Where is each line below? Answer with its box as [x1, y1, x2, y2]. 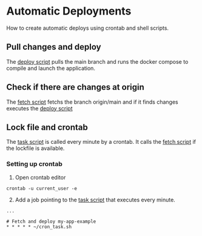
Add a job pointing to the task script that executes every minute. [15, 196, 176, 203]
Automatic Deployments [6, 4, 132, 18]
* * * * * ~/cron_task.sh [6, 223, 72, 230]
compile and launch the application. [6, 64, 96, 72]
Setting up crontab [6, 160, 62, 168]
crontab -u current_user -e [6, 185, 78, 192]
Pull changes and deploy [6, 42, 101, 52]
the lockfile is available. [6, 144, 65, 152]
